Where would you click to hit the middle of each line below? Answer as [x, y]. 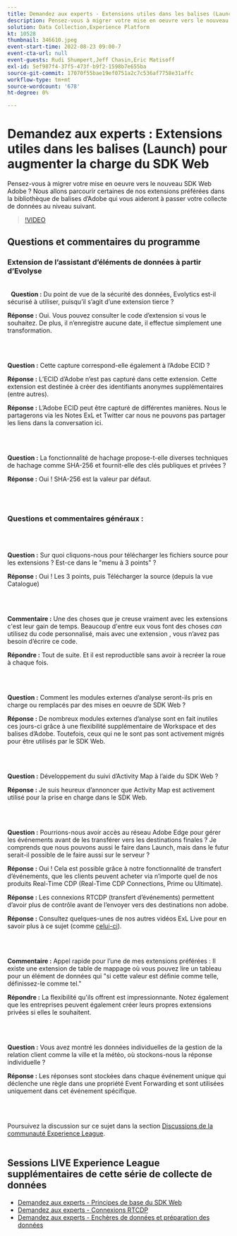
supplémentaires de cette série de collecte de [110, 1174]
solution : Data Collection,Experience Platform [79, 27]
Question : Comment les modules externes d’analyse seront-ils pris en [110, 698]
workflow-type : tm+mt [39, 80]
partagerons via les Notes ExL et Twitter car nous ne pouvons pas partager [116, 415]
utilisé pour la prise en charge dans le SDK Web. [78, 797]
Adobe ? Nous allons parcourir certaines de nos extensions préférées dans [116, 191]
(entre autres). [28, 394]
